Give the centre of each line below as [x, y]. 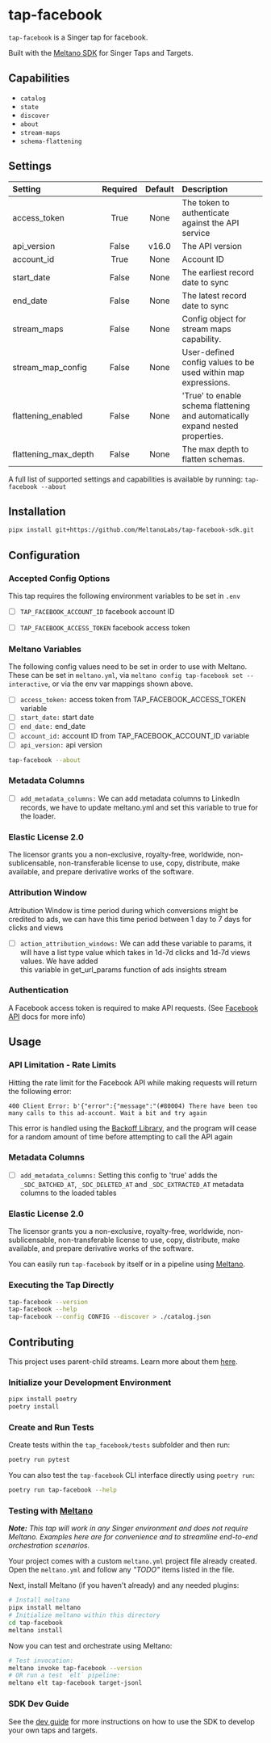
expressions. [206, 382]
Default [160, 189]
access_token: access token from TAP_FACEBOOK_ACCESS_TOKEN [133, 700]
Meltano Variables [45, 649]
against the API [211, 222]
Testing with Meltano [51, 1510]
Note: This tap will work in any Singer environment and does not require [128, 1528]
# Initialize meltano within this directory [84, 1615]
